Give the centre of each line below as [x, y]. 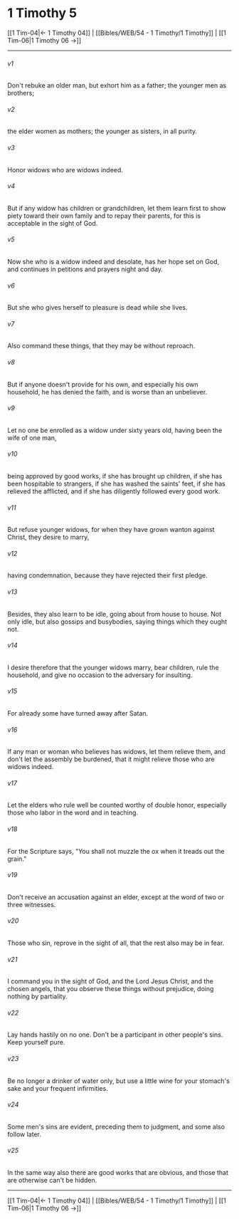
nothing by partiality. [37, 996]
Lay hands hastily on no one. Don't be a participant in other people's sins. [115, 1035]
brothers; [21, 93]
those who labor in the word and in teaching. [73, 812]
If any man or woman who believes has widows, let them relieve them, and [116, 752]
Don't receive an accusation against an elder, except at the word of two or [116, 897]
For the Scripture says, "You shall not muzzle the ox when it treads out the [116, 851]
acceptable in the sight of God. [53, 223]
